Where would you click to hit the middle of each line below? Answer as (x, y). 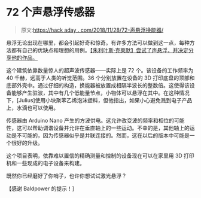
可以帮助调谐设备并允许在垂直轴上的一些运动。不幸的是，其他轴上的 (106, 128)
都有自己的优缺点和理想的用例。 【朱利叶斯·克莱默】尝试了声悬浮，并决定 (100, 50)
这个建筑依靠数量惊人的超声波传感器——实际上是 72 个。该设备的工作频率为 (100, 70)
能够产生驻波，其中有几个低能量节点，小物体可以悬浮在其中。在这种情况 (100, 93)
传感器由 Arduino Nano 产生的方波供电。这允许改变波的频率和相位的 (90, 120)
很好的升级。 (27, 143)
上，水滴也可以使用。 (32, 108)
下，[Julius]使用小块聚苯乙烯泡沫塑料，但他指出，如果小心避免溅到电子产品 (99, 100)
